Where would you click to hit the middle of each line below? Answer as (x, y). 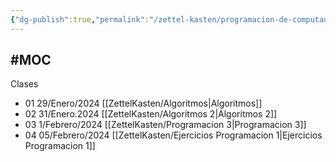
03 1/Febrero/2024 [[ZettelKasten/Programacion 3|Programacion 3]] (165, 125)
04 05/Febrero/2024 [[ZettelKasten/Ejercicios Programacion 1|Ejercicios (173, 135)
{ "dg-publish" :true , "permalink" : (80, 19)
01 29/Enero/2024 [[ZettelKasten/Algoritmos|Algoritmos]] (143, 103)
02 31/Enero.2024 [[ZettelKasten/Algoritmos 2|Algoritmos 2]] (151, 114)
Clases (24, 84)
